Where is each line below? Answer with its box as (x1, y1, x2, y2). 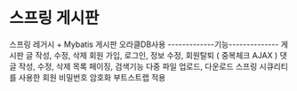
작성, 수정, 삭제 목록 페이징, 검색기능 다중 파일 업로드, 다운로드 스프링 (18, 61, 258, 72)
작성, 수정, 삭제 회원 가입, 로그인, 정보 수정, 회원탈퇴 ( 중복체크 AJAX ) (35, 49, 278, 60)
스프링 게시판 (9, 8, 100, 28)
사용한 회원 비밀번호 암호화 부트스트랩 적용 (18, 72, 166, 82)
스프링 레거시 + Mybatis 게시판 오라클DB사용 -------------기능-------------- (9, 39, 279, 49)
